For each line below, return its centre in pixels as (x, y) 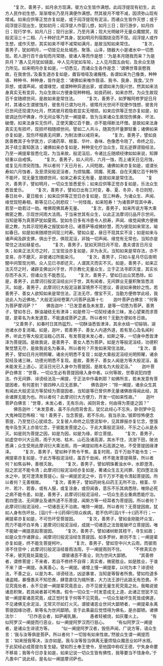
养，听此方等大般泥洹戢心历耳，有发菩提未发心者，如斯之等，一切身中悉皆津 (81, 336)
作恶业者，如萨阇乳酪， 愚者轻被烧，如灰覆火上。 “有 (95, 616)
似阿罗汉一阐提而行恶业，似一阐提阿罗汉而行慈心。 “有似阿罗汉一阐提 (79, 622)
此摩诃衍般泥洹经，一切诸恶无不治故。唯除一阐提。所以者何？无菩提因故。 (79, 506)
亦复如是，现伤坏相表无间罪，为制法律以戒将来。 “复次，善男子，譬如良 (81, 135)
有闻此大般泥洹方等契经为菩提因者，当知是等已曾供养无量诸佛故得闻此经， (79, 391)
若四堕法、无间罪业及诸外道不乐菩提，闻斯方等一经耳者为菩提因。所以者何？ (81, 500)
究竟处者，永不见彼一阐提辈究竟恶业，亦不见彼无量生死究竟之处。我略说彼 (83, 586)
